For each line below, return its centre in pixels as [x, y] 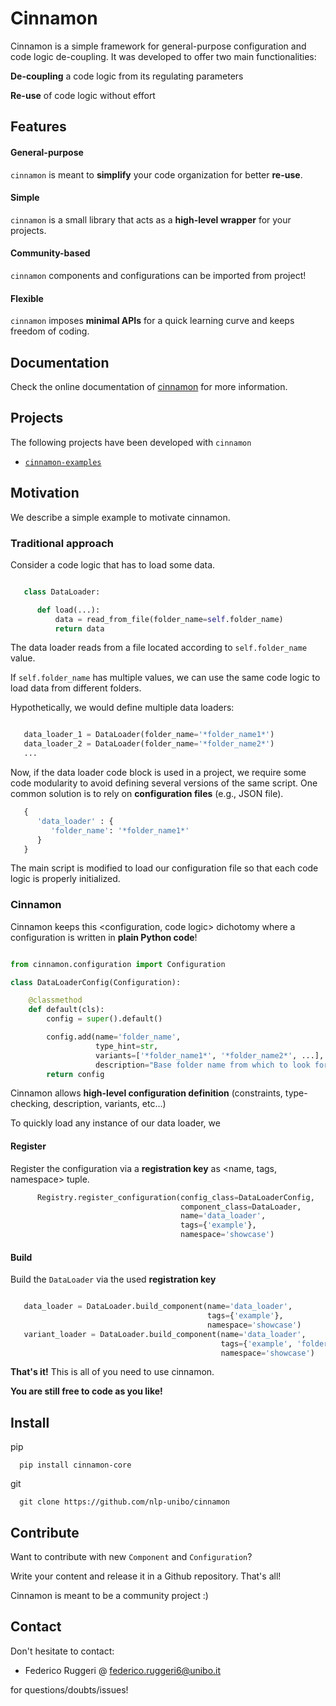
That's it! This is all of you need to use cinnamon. [112, 1372]
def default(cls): [66, 1010]
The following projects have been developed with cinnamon [131, 442]
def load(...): [68, 610]
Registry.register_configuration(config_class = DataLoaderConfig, [175, 1197]
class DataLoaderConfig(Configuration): [96, 982]
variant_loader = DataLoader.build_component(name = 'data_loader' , [165, 1334]
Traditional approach [62, 543]
